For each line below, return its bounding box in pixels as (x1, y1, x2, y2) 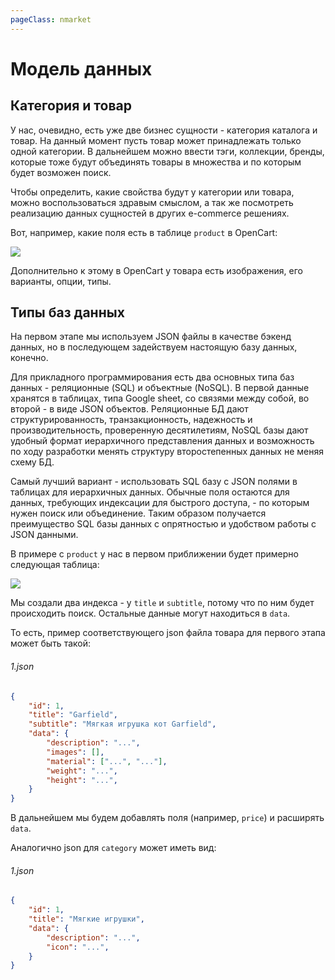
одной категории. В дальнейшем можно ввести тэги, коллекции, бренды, (10, 145, 325, 157)
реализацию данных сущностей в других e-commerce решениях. (10, 207, 290, 219)
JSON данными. (10, 529, 79, 541)
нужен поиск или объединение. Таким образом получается (10, 507, 267, 520)
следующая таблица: (10, 559, 100, 571)
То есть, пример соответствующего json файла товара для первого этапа (10, 627, 326, 639)
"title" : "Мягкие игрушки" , (28, 914, 145, 925)
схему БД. (10, 456, 55, 468)
